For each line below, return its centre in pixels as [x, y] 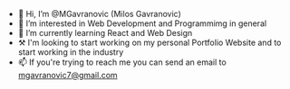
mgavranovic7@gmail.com [68, 75]
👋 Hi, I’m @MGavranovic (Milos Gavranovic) [99, 14]
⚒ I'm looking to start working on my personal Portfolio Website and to [150, 42]
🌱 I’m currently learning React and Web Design [105, 33]
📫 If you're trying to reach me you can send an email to [122, 62]
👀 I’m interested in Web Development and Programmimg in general [142, 23]
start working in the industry [71, 52]
